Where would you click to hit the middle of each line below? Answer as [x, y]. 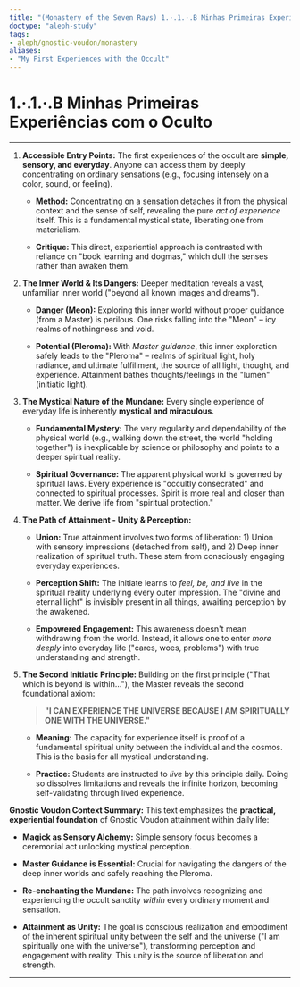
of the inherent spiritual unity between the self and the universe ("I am [151, 936]
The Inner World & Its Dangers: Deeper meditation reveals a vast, [143, 283]
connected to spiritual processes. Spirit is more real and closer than [160, 493]
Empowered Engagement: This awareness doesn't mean [141, 628]
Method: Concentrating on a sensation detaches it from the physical [162, 201]
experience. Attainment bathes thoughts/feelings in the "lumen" [153, 374]
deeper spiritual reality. [78, 456]
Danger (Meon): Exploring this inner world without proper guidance [160, 310]
